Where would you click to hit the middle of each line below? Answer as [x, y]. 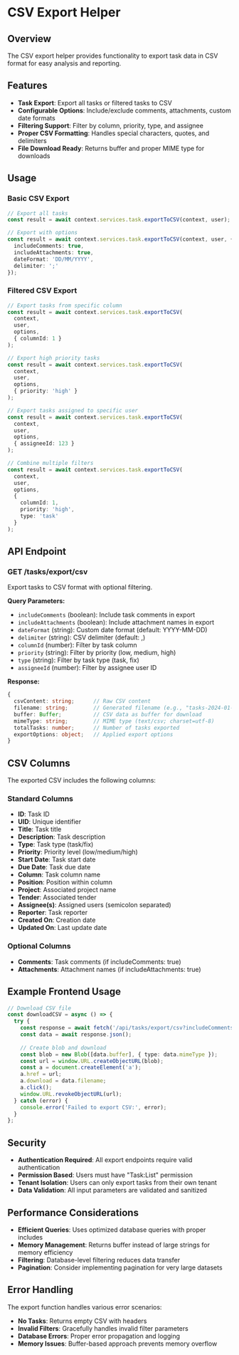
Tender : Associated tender [57, 897]
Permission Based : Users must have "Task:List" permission [105, 1175]
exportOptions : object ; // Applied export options [94, 734]
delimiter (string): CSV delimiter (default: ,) [81, 637]
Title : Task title [39, 830]
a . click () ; [36, 1088]
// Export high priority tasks [54, 358]
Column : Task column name [59, 875]
